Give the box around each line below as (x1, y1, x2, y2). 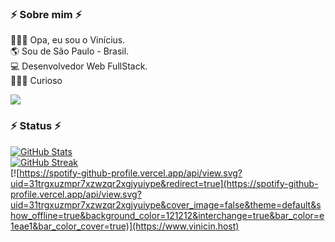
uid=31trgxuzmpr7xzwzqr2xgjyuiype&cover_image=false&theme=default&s (10, 198, 322, 211)
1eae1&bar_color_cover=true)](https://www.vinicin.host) (10, 220, 240, 232)
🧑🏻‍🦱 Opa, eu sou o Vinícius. (10, 34, 126, 46)
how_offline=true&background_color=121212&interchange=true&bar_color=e (10, 209, 325, 221)
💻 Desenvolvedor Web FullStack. (10, 60, 148, 72)
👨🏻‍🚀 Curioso (10, 75, 63, 87)
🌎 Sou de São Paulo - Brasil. (10, 45, 130, 57)
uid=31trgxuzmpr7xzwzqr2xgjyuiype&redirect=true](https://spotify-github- (10, 177, 319, 189)
